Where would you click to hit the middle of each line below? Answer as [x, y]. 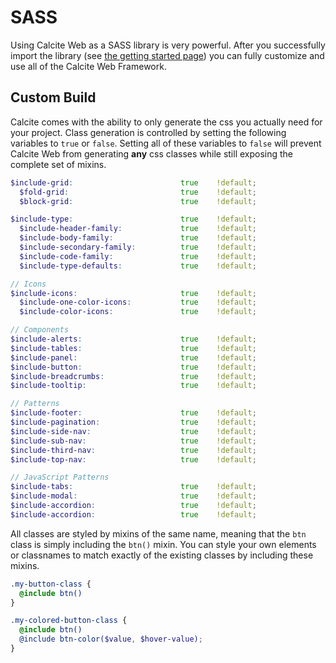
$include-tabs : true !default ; [133, 487]
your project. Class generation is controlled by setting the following [148, 132]
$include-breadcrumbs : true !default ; [133, 376]
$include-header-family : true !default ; [138, 229]
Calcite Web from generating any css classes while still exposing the [152, 153]
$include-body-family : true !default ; [138, 238]
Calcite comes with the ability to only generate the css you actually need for [166, 122]
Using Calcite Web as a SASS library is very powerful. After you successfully [168, 45]
